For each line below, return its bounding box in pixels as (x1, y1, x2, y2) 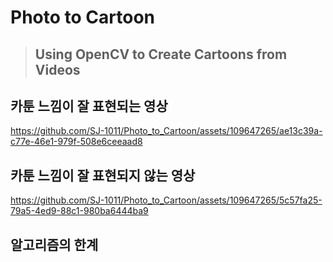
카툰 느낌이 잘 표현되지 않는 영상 (10, 167, 196, 184)
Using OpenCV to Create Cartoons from (34, 46, 288, 63)
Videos (34, 61, 81, 78)
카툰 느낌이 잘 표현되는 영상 (10, 97, 168, 115)
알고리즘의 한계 (10, 236, 99, 253)
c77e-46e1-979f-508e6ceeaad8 (10, 136, 143, 148)
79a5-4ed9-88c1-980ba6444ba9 (10, 205, 149, 217)
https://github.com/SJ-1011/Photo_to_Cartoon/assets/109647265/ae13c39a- (10, 125, 323, 137)
